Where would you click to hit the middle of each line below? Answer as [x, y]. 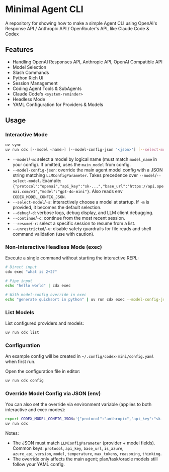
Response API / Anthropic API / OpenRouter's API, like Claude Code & [77, 28]
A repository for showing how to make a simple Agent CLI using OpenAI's [81, 23]
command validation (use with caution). [53, 234]
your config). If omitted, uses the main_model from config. [72, 165]
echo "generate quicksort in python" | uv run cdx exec [65, 299]
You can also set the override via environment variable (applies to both [78, 404]
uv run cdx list [22, 333]
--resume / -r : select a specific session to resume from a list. [74, 223]
